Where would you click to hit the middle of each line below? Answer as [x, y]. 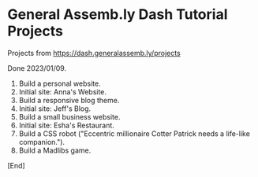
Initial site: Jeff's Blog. [55, 109]
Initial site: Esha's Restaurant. [67, 125]
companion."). [41, 142]
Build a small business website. [69, 116]
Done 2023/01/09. [37, 68]
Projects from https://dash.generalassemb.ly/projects [94, 53]
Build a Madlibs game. [55, 150]
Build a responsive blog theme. [69, 100]
